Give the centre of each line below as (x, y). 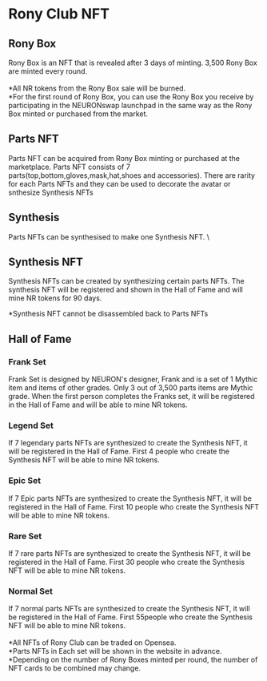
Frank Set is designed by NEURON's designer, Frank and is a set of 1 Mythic (133, 379)
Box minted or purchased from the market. (78, 114)
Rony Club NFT (59, 14)
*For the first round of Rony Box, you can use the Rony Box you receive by (131, 97)
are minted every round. (48, 71)
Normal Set (31, 591)
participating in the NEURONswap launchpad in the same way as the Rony (130, 105)
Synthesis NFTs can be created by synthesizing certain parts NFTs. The (127, 281)
